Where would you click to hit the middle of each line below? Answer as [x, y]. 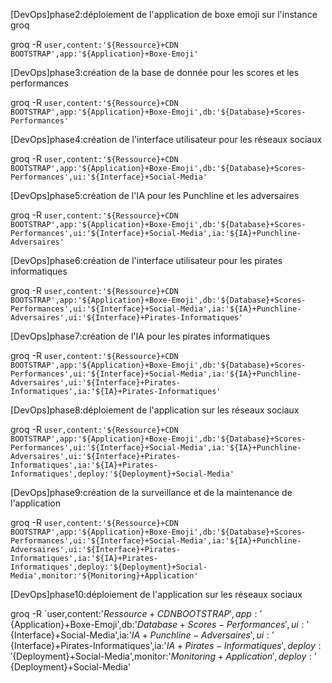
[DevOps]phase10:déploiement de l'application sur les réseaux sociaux [156, 594]
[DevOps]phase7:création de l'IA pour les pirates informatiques [140, 336]
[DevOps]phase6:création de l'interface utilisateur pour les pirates [146, 260]
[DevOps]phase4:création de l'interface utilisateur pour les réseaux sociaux [166, 139]
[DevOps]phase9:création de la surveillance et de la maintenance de [151, 492]
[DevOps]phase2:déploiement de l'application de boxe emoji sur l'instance [164, 14]
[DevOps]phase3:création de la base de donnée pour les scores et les [155, 72]
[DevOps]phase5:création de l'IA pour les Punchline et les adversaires [155, 195]
